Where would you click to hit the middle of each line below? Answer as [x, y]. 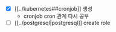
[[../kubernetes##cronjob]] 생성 [53, 9]
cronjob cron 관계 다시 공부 [56, 16]
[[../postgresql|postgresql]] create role [62, 23]
